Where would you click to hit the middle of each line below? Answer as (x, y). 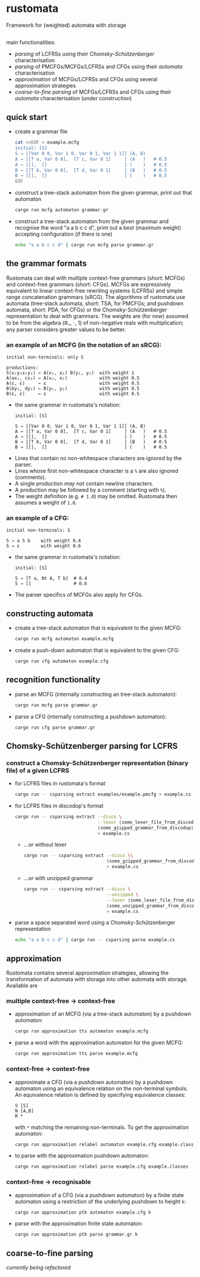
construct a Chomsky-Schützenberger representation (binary (97, 763)
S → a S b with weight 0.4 (44, 541)
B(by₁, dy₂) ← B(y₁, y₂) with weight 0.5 (73, 388)
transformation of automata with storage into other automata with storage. (97, 979)
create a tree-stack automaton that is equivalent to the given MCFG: (98, 628)
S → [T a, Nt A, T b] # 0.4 (51, 579)
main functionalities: (31, 42)
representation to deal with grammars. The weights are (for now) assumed (97, 316)
